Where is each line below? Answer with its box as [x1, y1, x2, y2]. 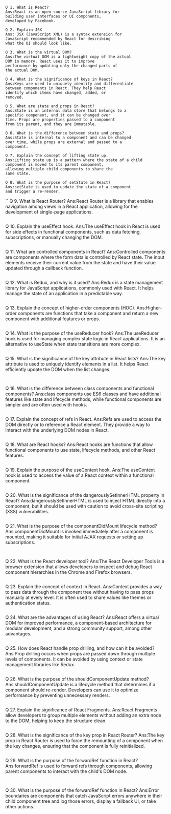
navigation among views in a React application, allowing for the [5, 203, 138, 209]
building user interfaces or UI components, [5, 14, 102, 19]
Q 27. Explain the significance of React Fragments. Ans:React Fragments [5, 707, 157, 713]
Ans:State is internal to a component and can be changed [5, 135, 131, 140]
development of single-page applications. [5, 209, 93, 215]
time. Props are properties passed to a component [5, 117, 115, 122]
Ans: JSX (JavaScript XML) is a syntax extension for [5, 32, 123, 37]
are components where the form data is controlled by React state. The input [5, 254, 165, 260]
